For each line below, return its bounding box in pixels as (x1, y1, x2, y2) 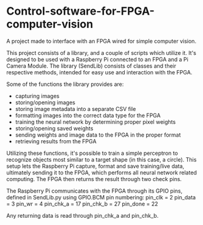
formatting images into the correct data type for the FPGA (15, 112, 161, 119)
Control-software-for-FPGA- (6, 4, 155, 18)
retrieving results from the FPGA (15, 137, 97, 145)
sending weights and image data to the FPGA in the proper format (15, 131, 182, 138)
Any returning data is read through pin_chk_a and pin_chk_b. (6, 212, 159, 219)
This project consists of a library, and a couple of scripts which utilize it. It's (6, 49, 197, 56)
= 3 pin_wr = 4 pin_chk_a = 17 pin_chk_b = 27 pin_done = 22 (6, 200, 158, 207)
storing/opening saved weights (15, 124, 94, 132)
